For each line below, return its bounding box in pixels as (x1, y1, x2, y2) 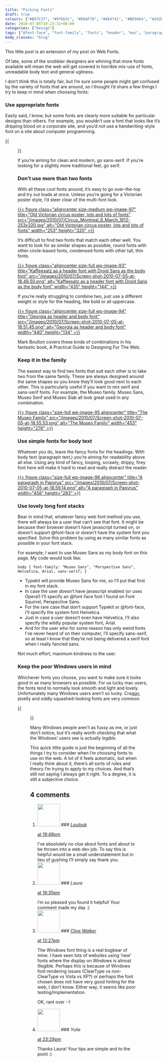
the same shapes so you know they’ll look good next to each (17, 379, 142, 384)
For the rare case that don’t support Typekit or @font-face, (24, 604, 146, 610)
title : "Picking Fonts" (5, 7, 55, 12)
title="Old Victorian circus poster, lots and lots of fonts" (17, 212, 131, 218)
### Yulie (61, 1027, 81, 1033)
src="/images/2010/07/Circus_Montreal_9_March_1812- (17, 217, 131, 223)
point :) (37, 1051, 52, 1057)
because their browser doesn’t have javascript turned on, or (17, 525, 141, 531)
